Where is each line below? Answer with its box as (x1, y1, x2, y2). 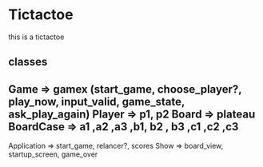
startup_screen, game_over (8, 149, 98, 159)
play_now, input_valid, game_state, (8, 94, 185, 109)
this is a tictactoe (8, 32, 65, 42)
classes (8, 55, 48, 69)
